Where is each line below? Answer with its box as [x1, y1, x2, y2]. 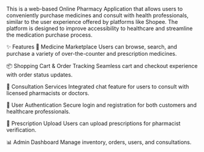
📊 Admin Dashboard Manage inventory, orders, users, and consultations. [6, 139, 192, 146]
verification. [6, 126, 37, 134]
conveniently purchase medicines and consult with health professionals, [6, 12, 189, 19]
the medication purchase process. [6, 31, 93, 39]
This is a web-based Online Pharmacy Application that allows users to [6, 6, 183, 12]
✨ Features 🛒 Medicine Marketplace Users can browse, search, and [6, 43, 178, 50]
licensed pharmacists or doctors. [6, 89, 90, 97]
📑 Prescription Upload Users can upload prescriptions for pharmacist [6, 120, 181, 127]
